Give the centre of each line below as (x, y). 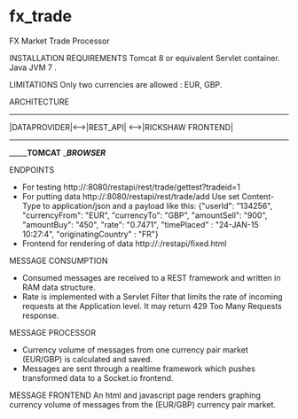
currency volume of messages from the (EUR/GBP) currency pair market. (143, 404)
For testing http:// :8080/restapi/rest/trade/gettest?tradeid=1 (131, 187)
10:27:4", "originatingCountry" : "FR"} (90, 234)
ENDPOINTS (32, 169)
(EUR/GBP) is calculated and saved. (87, 359)
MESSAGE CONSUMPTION (59, 260)
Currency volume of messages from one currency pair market (135, 349)
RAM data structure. (59, 287)
